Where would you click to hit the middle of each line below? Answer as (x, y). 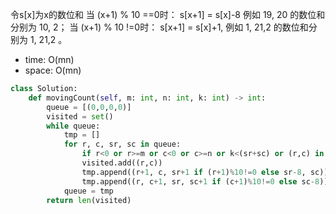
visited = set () (80, 116)
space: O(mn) (53, 70)
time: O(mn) (49, 59)
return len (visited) (89, 200)
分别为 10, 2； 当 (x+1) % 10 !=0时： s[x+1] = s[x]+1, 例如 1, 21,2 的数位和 (159, 27)
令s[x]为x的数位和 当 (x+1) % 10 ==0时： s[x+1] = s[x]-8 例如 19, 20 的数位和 (168, 14)
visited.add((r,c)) (122, 163)
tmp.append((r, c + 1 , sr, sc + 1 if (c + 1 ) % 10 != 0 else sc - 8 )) (205, 181)
